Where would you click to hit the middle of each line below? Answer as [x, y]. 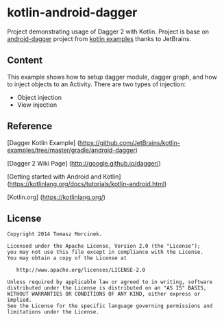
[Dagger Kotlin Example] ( [43, 142]
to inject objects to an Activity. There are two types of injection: [97, 84]
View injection [37, 105]
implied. [20, 300]
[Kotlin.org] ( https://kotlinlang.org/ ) [57, 197]
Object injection [39, 97]
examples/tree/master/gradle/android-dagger [71, 150]
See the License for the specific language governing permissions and [110, 306]
